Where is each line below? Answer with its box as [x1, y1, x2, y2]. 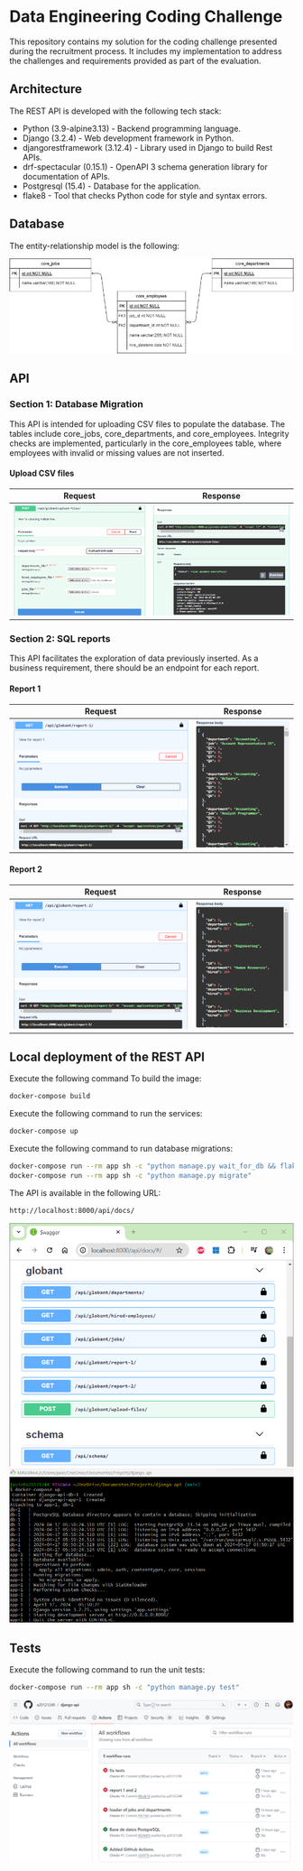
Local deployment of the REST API [9, 1049, 206, 1064]
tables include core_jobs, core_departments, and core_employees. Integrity [9, 428, 290, 439]
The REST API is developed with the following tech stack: [9, 106, 222, 116]
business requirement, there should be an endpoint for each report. [9, 662, 260, 673]
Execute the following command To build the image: [9, 1073, 202, 1084]
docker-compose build [9, 1092, 91, 1101]
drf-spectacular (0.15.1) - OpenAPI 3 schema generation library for [22, 161, 269, 172]
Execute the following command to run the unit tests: [9, 1664, 206, 1675]
